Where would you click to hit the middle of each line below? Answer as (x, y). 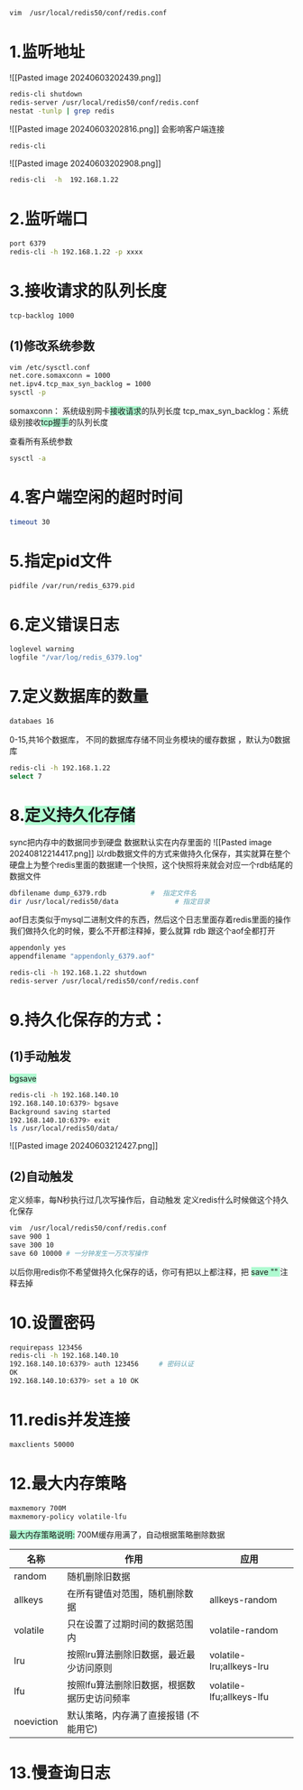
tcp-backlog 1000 (42, 316)
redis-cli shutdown (46, 94)
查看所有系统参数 (41, 441)
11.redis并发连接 (70, 1420)
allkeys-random (243, 1600)
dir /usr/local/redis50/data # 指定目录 (110, 901)
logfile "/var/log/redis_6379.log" (76, 658)
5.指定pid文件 (61, 561)
